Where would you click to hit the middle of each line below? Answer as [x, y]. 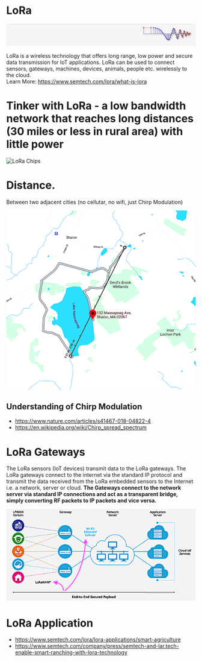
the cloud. [19, 75]
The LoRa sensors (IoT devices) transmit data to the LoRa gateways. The [96, 468]
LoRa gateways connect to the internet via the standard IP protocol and [94, 475]
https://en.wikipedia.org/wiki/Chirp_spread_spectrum [81, 427]
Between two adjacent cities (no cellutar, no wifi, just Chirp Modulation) [95, 202]
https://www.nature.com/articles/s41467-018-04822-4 [83, 421]
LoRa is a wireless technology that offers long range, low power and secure [99, 56]
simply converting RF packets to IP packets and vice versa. [81, 500]
